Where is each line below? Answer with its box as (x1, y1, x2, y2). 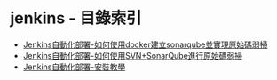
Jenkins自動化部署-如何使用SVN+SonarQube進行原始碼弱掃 (22, 50, 243, 60)
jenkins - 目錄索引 (10, 8, 143, 28)
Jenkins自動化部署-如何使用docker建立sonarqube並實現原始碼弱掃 (22, 39, 268, 50)
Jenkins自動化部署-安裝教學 (22, 61, 126, 72)
